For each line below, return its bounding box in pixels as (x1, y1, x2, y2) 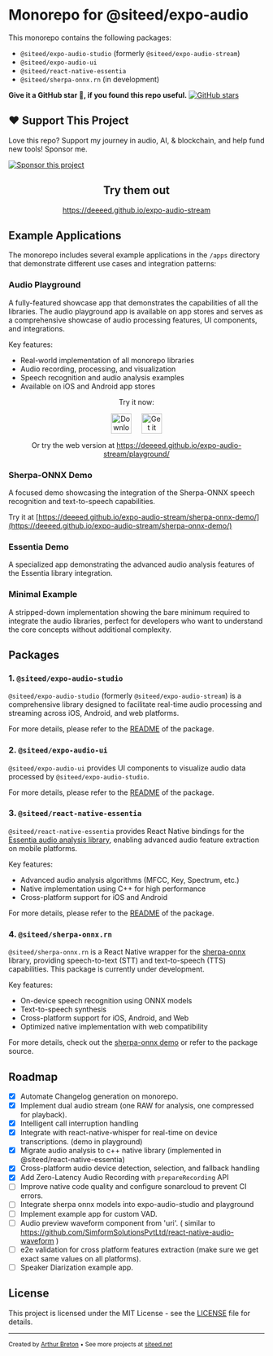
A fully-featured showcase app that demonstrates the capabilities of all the (8, 297, 258, 307)
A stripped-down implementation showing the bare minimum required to (8, 607, 250, 617)
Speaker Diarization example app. (19, 1262, 134, 1272)
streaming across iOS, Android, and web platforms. (8, 709, 180, 718)
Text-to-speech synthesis (19, 1004, 107, 1015)
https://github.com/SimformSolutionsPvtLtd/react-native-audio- (19, 1227, 234, 1237)
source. (8, 1047, 34, 1056)
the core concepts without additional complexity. (8, 625, 172, 634)
